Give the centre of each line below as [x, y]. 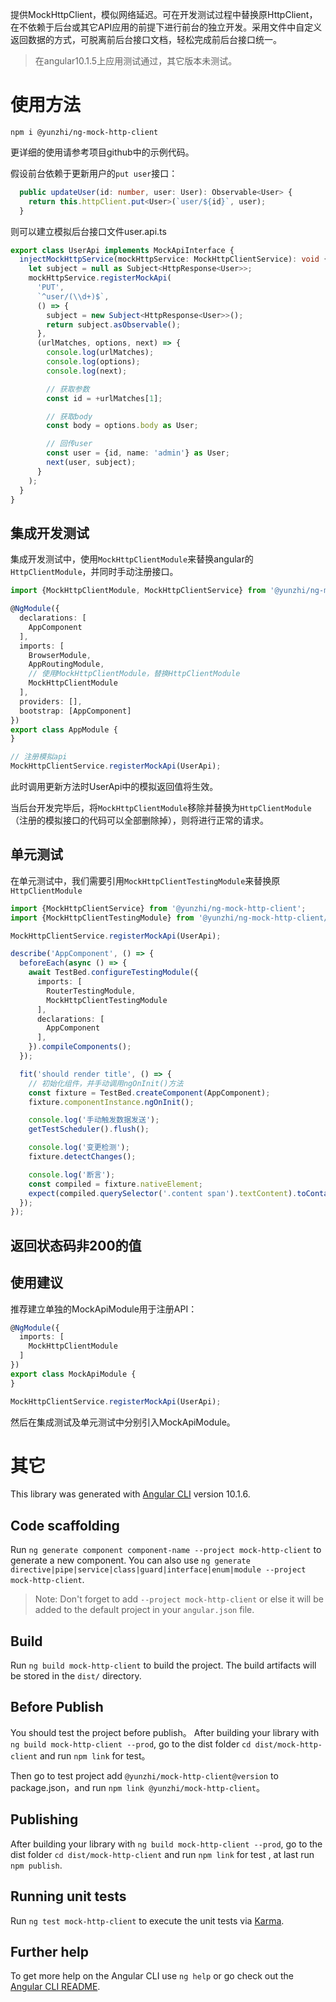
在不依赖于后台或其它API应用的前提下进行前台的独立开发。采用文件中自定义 [166, 27]
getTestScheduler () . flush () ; [89, 1129]
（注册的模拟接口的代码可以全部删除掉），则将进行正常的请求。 [139, 820]
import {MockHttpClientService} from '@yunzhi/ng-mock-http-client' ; [158, 908]
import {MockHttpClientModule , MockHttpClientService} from [138, 591]
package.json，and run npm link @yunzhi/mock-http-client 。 [137, 1787]
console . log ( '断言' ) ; [72, 1174]
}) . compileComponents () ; [80, 1047]
